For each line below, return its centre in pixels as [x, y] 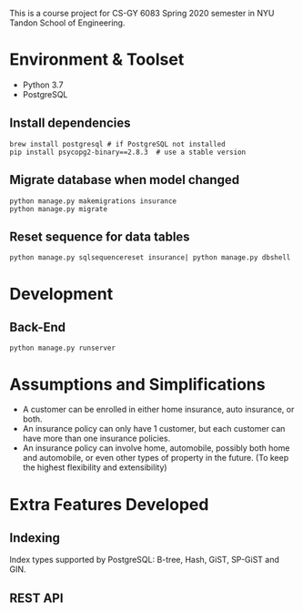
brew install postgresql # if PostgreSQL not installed [117, 144]
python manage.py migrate [58, 209]
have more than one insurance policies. [96, 439]
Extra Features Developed [109, 504]
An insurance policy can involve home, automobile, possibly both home [156, 448]
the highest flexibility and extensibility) [95, 467]
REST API [36, 598]
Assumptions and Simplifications [137, 384]
